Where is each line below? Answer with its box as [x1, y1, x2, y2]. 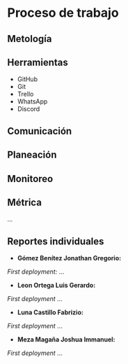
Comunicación [7, 125, 72, 137]
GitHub [17, 75, 38, 83]
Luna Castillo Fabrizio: [17, 308, 83, 316]
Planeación [7, 149, 57, 161]
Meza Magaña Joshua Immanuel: [17, 335, 116, 344]
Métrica [7, 196, 42, 208]
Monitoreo [7, 173, 54, 185]
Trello [17, 90, 34, 99]
